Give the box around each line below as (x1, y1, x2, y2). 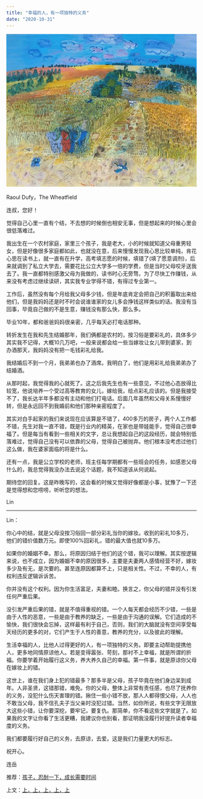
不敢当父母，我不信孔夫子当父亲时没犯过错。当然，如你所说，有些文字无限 (6, 699, 192, 707)
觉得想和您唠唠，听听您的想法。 (11, 486, 91, 494)
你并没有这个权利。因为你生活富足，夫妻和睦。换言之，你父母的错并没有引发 (6, 585, 197, 593)
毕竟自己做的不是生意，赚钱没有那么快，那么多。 (22, 305, 144, 313)
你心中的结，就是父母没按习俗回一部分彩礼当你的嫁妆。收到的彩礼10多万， (6, 529, 192, 536)
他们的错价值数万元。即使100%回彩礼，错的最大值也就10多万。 (6, 537, 164, 544)
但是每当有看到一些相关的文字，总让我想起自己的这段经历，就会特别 (22, 430, 192, 438)
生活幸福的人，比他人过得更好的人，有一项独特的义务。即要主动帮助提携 (6, 641, 186, 648)
